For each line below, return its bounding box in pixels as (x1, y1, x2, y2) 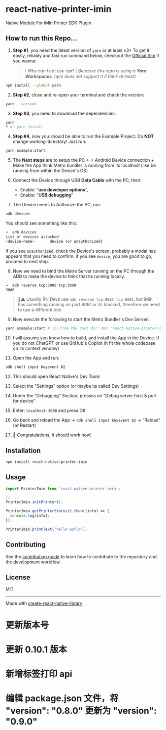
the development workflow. (5, 559, 61, 565)
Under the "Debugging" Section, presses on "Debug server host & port (12, 393, 157, 399)
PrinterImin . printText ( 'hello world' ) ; (5, 527, 88, 532)
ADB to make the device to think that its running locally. (12, 273, 125, 279)
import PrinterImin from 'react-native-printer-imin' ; (5, 486, 121, 491)
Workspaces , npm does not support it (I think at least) (25, 73, 136, 79)
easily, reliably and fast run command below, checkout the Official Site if (12, 52, 160, 58)
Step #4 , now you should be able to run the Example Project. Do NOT (12, 134, 154, 139)
